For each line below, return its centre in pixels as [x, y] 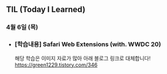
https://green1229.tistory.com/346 [56, 65]
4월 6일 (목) [22, 27]
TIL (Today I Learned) [46, 10]
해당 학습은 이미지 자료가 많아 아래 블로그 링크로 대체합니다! [83, 58]
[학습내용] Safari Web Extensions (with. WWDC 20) [88, 44]
